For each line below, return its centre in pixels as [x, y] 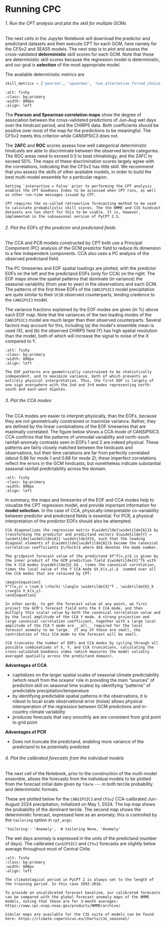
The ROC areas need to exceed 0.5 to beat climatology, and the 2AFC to [79, 156]
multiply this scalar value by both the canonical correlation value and [83, 612]
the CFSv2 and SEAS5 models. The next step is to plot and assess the [76, 49]
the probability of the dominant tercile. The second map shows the [73, 809]
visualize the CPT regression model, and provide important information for [81, 505]
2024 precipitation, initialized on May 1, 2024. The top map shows [88, 804]
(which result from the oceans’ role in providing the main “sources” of [83, 680]
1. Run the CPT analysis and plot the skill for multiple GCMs [66, 23]
